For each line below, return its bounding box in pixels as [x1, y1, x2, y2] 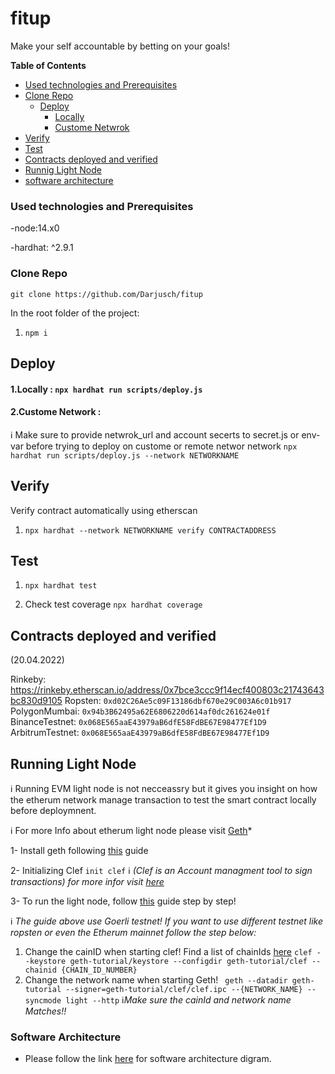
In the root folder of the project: [10, 307, 140, 319]
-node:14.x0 [10, 222, 60, 234]
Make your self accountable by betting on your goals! [10, 40, 230, 52]
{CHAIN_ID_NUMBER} [61, 965, 138, 975]
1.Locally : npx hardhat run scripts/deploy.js [10, 383, 203, 395]
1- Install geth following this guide [10, 844, 149, 856]
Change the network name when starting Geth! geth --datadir [24, 973, 288, 986]
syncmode [24, 995, 62, 1006]
